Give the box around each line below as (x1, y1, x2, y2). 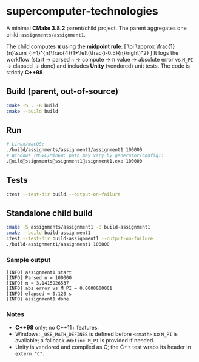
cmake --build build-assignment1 (6, 230, 91, 236)
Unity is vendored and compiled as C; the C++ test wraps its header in (15, 343, 191, 351)
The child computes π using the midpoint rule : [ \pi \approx (6, 43, 155, 50)
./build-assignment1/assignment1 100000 (6, 241, 110, 247)
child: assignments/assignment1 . (6, 30, 86, 38)
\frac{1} (156, 43, 175, 50)
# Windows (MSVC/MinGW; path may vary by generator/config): (6, 152, 164, 159)
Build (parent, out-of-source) (6, 87, 119, 97)
